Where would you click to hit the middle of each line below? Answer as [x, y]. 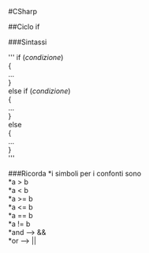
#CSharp [23, 11]
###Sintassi [28, 42]
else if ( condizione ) [39, 91]
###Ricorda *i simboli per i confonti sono [75, 174]
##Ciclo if [24, 26]
